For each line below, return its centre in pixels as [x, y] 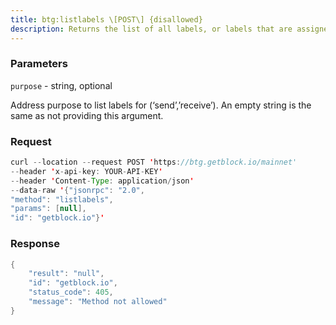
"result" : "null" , [66, 274]
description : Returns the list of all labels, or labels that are [151, 29]
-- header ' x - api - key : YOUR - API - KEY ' [86, 171]
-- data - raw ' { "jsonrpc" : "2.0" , [77, 190]
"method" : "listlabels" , [62, 199]
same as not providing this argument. [87, 115]
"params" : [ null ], [48, 209]
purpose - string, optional [61, 85]
